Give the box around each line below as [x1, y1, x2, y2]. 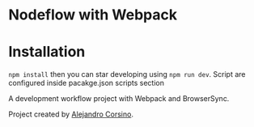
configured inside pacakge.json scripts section [8, 78, 164, 88]
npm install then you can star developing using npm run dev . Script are [8, 70, 246, 79]
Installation [8, 43, 86, 61]
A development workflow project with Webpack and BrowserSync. [8, 94, 230, 104]
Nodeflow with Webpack [8, 6, 178, 24]
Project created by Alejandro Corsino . [8, 109, 133, 119]
